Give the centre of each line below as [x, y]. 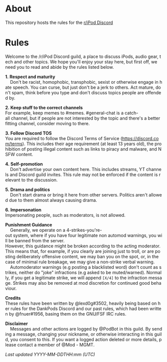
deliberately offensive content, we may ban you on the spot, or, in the [88, 256]
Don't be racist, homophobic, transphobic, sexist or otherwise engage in [84, 82]
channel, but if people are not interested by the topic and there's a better [85, 118]
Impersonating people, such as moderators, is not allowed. [65, 215]
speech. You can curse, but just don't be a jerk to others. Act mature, [83, 87]
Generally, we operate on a [38, 230]
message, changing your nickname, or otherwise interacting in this [85, 334]
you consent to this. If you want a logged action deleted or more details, [84, 339]
